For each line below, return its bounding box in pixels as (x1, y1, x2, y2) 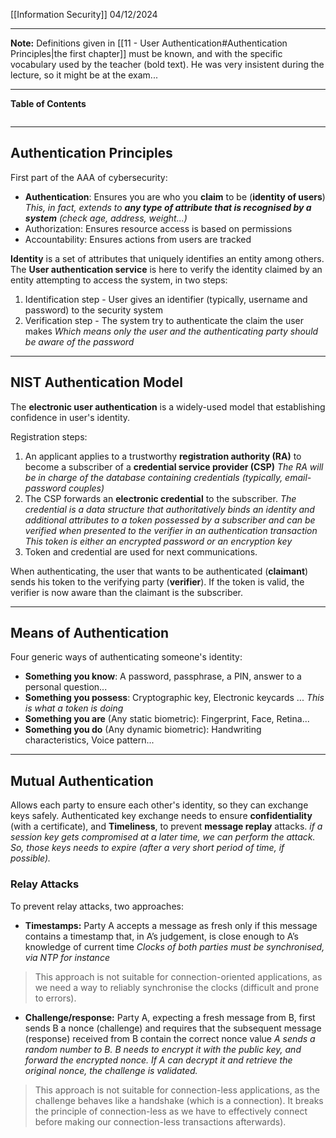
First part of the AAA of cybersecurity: (10, 171, 168, 183)
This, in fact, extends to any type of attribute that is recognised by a (24, 201, 312, 213)
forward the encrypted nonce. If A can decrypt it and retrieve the (24, 1054, 293, 1066)
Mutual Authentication (10, 772, 154, 789)
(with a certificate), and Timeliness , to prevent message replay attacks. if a (10, 820, 323, 833)
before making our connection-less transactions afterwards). (34, 1115, 287, 1128)
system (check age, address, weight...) (24, 212, 188, 224)
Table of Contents (10, 98, 87, 109)
